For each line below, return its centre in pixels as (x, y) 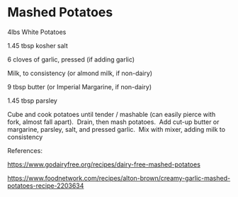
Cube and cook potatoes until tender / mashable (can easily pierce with (112, 114)
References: (25, 150)
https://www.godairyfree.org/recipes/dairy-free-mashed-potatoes (104, 164)
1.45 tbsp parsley (33, 101)
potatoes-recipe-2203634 (46, 186)
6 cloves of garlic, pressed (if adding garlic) (71, 59)
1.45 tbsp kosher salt (38, 45)
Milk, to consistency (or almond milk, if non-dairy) (80, 73)
